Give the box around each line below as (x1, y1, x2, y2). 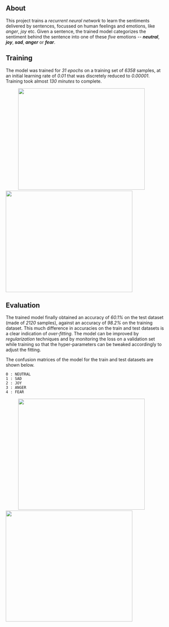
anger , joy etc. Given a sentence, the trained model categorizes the (6, 28, 146, 34)
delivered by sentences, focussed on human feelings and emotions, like (6, 23, 155, 29)
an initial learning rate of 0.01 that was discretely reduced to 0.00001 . (6, 73, 150, 79)
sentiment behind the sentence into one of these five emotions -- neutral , (6, 33, 160, 40)
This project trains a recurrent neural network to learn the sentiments (6, 17, 150, 23)
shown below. (6, 362, 35, 368)
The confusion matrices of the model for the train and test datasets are (6, 357, 154, 363)
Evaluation (6, 301, 40, 310)
